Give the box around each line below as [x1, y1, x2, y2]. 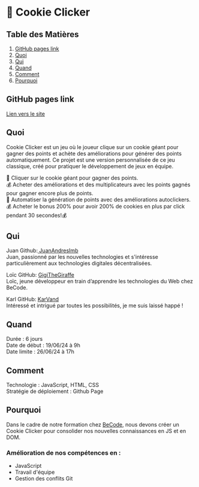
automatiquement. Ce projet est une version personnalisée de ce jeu [6, 156, 176, 164]
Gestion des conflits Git [14, 475, 73, 482]
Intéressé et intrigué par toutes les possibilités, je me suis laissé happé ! [6, 302, 184, 309]
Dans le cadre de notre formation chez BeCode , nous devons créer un [6, 421, 180, 428]
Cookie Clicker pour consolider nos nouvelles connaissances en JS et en [6, 427, 186, 434]
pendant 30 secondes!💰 [6, 211, 67, 219]
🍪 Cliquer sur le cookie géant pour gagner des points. [6, 174, 138, 182]
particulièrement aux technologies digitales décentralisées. [6, 260, 152, 267]
